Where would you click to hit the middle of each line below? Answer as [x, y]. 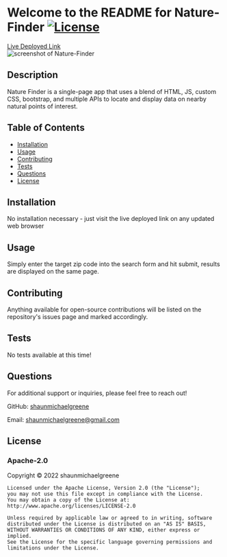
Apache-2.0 [28, 460]
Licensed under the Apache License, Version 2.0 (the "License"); [104, 488]
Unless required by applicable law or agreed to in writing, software [110, 518]
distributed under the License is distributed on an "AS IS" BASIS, [107, 524]
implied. [19, 536]
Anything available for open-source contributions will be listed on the [104, 309]
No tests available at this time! [50, 355]
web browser [26, 226]
